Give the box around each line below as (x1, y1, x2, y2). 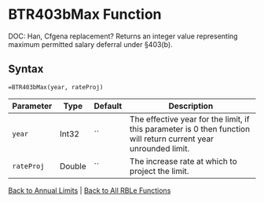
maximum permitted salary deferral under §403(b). (8, 39, 173, 49)
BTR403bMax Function (8, 5, 163, 24)
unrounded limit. (129, 143, 190, 154)
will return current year (129, 133, 214, 144)
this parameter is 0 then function (129, 123, 250, 134)
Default (93, 100, 123, 111)
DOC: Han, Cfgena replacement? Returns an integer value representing (8, 31, 238, 41)
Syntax (8, 63, 44, 76)
